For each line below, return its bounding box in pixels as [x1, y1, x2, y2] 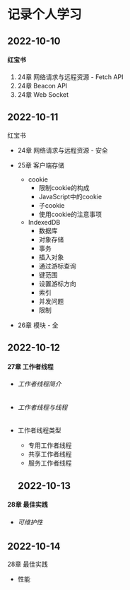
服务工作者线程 [28, 459, 72, 467]
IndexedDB [28, 218, 61, 226]
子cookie [38, 201, 65, 209]
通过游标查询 [38, 261, 76, 270]
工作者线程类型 [17, 426, 61, 435]
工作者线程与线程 [17, 403, 68, 411]
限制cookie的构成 [38, 183, 90, 191]
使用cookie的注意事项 [38, 210, 102, 218]
